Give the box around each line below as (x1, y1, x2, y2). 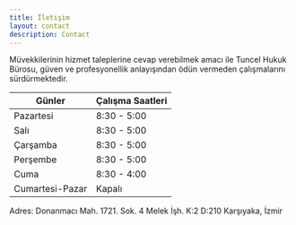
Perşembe (13, 153, 57, 166)
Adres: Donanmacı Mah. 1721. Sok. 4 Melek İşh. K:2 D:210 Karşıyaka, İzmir (9, 205, 283, 216)
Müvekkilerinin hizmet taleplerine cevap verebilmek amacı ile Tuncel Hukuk (9, 55, 287, 65)
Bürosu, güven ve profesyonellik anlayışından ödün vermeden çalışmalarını (9, 64, 285, 74)
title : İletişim (9, 13, 70, 22)
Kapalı (95, 183, 123, 195)
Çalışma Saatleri (95, 95, 168, 108)
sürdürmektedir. (9, 74, 69, 84)
